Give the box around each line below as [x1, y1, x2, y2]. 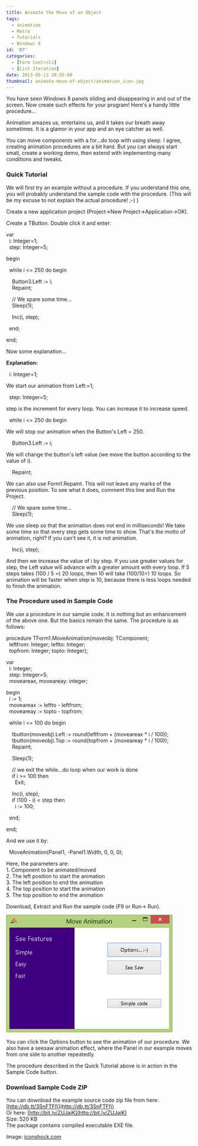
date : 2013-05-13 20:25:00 [6, 72, 73, 78]
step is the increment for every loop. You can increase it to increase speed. [6, 405, 189, 412]
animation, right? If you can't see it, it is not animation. [6, 534, 138, 541]
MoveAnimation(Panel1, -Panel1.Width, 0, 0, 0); [8, 849, 124, 856]
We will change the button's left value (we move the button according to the [6, 451, 191, 458]
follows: [6, 623, 25, 630]
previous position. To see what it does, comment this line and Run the [6, 486, 176, 493]
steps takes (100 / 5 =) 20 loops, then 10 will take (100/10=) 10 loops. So [6, 569, 181, 577]
